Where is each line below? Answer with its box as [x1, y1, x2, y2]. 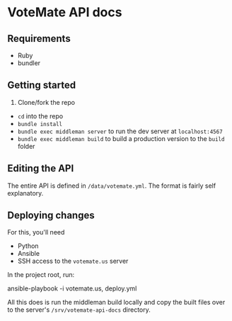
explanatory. [7, 188, 44, 197]
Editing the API [7, 162, 74, 174]
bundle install [17, 120, 63, 128]
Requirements [7, 33, 71, 45]
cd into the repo [17, 111, 64, 120]
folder [17, 142, 35, 150]
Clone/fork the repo [17, 98, 76, 106]
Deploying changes [7, 210, 95, 222]
